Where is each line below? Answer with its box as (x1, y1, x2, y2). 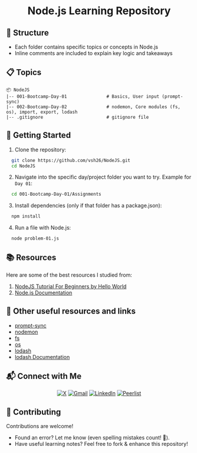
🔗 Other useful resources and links (6, 306, 136, 316)
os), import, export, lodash (6, 109, 78, 115)
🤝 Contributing (6, 407, 61, 417)
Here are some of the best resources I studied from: (6, 271, 133, 279)
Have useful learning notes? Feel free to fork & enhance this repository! (14, 441, 188, 448)
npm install (11, 213, 41, 219)
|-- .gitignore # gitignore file (6, 114, 149, 120)
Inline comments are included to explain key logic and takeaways (14, 50, 173, 57)
